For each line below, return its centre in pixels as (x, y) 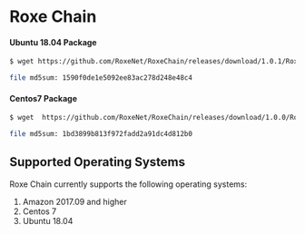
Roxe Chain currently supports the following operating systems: (128, 184)
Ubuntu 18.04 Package (53, 42)
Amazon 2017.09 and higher (74, 201)
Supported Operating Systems (98, 162)
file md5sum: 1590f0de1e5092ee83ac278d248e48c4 (101, 78)
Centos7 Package (43, 98)
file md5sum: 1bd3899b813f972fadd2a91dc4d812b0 (101, 134)
